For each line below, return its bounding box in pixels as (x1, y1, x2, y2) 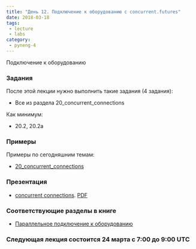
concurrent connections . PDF (14, 191, 88, 198)
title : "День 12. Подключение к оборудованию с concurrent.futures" (6, 8, 181, 15)
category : (6, 37, 31, 43)
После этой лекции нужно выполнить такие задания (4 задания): (6, 88, 173, 95)
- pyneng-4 (8, 43, 36, 49)
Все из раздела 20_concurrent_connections (14, 99, 125, 106)
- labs (8, 31, 26, 37)
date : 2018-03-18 (6, 14, 50, 20)
